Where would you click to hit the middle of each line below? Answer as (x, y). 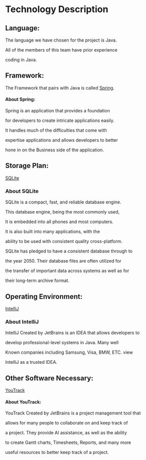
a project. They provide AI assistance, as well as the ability (66, 433)
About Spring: (20, 99)
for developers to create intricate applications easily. (60, 120)
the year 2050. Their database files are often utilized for (63, 261)
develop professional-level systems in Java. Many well (62, 343)
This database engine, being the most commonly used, (62, 212)
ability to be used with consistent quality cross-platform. (64, 241)
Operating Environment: (44, 296)
